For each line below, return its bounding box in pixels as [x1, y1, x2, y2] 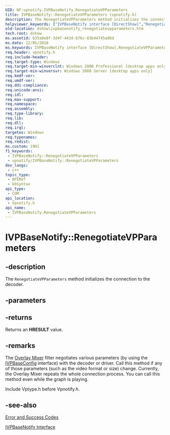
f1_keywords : [5, 149, 33, 154]
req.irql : [5, 125, 26, 130]
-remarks [5, 341, 35, 350]
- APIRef [7, 177, 26, 182]
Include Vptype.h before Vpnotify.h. [5, 386, 80, 392]
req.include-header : [5, 54, 49, 60]
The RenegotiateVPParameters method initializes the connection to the [5, 276, 150, 282]
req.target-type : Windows [5, 59, 60, 64]
